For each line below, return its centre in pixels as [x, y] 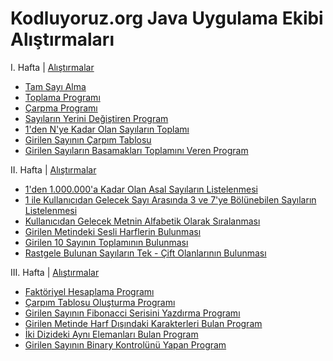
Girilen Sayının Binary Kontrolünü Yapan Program [125, 344]
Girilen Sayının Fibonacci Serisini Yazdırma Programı [132, 313]
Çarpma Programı [61, 108]
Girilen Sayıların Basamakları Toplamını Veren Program [136, 150]
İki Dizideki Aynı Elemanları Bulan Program [111, 334]
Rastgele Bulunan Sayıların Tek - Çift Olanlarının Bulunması [145, 253]
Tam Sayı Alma [55, 86]
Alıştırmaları [62, 39]
